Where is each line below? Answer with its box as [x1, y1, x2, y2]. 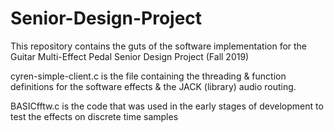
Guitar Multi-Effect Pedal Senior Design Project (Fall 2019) [10, 50, 250, 62]
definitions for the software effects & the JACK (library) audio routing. [10, 80, 297, 92]
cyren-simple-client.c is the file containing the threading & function [10, 70, 287, 82]
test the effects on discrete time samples [10, 110, 179, 122]
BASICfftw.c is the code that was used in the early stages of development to [10, 100, 324, 112]
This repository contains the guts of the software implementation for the [10, 40, 308, 52]
